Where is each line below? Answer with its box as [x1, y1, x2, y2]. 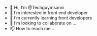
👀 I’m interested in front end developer [9, 10, 88, 16]
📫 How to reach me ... [9, 26, 56, 31]
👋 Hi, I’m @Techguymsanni [9, 5, 65, 10]
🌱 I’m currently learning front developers [9, 15, 92, 20]
